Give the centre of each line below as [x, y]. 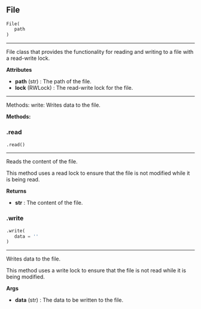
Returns [16, 191]
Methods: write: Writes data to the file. [53, 105]
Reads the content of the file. [42, 162]
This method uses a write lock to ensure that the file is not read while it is [96, 271]
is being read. [23, 180]
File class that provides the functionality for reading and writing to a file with [100, 52]
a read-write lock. [28, 58]
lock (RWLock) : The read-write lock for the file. [74, 88]
